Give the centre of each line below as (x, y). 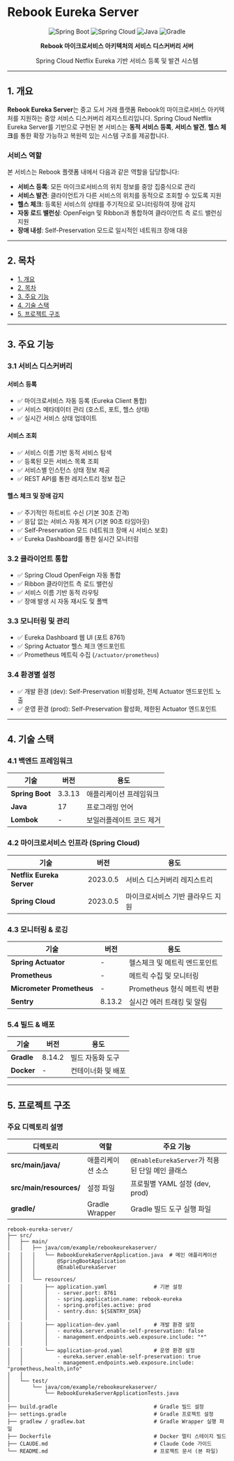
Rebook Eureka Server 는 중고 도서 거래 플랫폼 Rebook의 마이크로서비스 (107, 109)
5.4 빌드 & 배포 (31, 1024)
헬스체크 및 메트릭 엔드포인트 (173, 962)
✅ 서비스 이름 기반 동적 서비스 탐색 (64, 452)
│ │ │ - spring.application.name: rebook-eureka (95, 1299)
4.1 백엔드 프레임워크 (40, 761)
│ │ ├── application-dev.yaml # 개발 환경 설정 (101, 1325)
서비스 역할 (25, 156)
